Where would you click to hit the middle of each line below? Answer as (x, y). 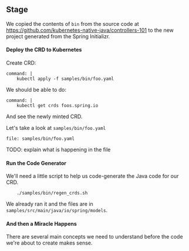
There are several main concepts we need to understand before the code (95, 237)
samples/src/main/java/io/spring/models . (57, 210)
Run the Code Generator (36, 163)
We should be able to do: (36, 90)
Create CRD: (21, 63)
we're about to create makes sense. (49, 243)
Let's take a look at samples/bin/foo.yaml (56, 128)
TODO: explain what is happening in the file (58, 150)
